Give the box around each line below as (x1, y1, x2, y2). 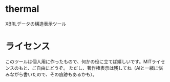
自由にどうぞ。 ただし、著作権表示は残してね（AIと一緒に (36, 65, 159, 71)
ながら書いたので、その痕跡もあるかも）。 (9, 71, 97, 77)
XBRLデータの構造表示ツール (5, 20, 67, 27)
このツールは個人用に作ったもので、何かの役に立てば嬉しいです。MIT (5, 58, 152, 65)
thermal (5, 3, 39, 15)
